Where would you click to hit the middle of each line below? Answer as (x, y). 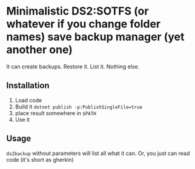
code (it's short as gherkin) (40, 159)
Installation (28, 86)
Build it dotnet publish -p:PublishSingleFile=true (78, 107)
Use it (22, 119)
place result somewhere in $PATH (56, 113)
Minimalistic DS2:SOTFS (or (78, 11)
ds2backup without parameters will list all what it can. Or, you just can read (98, 153)
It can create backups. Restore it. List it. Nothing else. (73, 66)
